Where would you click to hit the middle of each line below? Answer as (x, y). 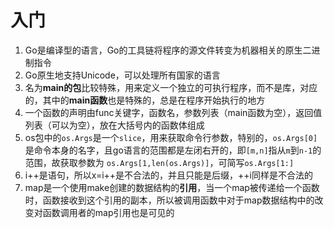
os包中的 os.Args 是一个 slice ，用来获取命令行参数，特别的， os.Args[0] (171, 137)
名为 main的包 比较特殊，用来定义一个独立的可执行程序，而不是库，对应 (171, 87)
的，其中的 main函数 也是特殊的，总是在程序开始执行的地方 (145, 100)
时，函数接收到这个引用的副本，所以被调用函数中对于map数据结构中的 (169, 200)
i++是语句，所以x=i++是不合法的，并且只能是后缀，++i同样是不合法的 (168, 175)
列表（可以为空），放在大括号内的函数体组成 (114, 125)
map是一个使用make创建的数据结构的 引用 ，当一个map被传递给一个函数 (172, 187)
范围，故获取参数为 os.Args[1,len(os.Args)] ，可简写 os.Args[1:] (159, 162)
